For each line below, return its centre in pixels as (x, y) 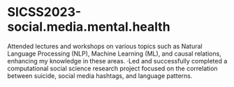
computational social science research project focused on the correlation (112, 68)
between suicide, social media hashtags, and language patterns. (100, 76)
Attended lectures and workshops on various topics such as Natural (105, 46)
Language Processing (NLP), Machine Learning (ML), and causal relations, (114, 54)
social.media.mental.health (89, 27)
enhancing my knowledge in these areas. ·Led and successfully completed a (117, 61)
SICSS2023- (44, 12)
